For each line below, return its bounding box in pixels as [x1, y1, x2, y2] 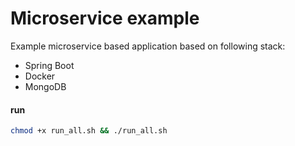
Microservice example [10, 7, 200, 30]
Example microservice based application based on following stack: [10, 40, 286, 52]
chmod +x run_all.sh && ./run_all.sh [10, 126, 168, 136]
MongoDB [24, 80, 67, 92]
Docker [24, 70, 56, 82]
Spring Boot [24, 59, 75, 71]
